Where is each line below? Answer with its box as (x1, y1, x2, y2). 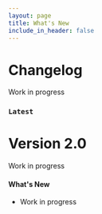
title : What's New (8, 19, 69, 27)
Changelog (8, 61, 83, 79)
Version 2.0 (8, 135, 87, 153)
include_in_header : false (8, 26, 94, 34)
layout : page (8, 11, 52, 20)
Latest (8, 107, 34, 117)
